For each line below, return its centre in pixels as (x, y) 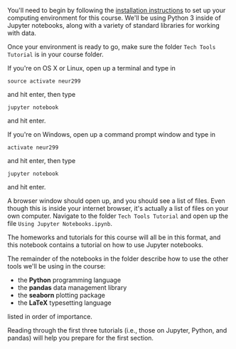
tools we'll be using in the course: (57, 266)
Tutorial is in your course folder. (56, 54)
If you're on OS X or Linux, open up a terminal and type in (92, 68)
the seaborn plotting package (61, 295)
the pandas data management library (72, 287)
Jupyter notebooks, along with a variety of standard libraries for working (114, 25)
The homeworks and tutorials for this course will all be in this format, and (114, 237)
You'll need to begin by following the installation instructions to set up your (117, 10)
